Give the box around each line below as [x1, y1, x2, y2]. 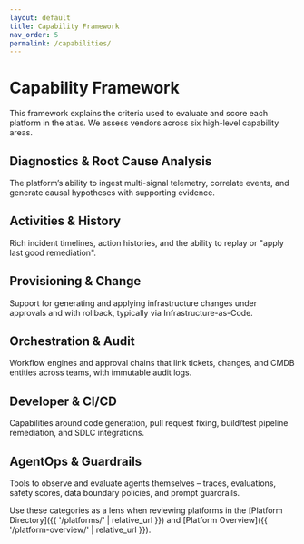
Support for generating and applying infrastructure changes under [9, 297, 257, 309]
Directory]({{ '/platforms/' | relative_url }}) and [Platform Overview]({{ [9, 515, 268, 526]
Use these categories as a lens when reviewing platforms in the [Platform [9, 505, 283, 516]
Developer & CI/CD [9, 393, 118, 409]
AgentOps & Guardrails [9, 453, 142, 469]
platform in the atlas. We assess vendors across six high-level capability [9, 117, 279, 128]
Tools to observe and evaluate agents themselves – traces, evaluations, [9, 478, 277, 489]
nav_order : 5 [9, 30, 59, 39]
